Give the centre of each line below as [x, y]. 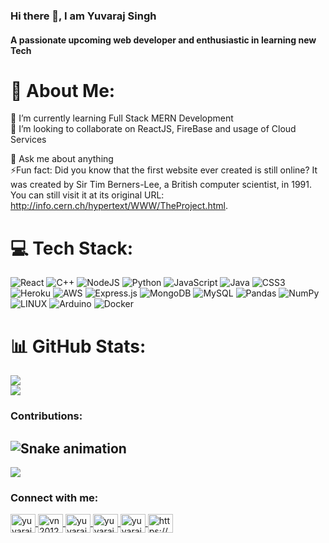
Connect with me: [54, 497]
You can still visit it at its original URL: [87, 195]
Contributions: [46, 416]
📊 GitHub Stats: [78, 346]
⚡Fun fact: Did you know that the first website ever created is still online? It [164, 170]
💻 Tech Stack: [72, 248]
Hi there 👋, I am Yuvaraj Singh [83, 16]
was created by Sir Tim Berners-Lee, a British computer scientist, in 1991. [161, 185]
